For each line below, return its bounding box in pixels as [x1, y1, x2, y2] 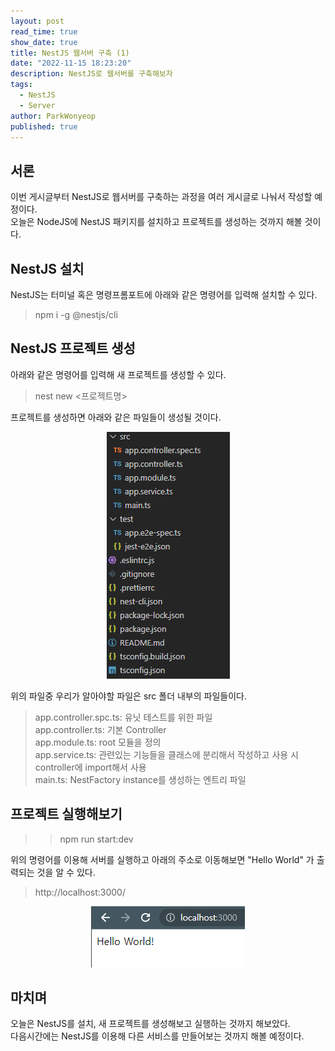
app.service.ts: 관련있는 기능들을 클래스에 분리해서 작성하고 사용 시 [34, 748, 299, 760]
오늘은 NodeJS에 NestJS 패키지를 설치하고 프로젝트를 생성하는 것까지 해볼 [10, 216, 303, 228]
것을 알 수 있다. [36, 866, 96, 878]
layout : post [10, 16, 65, 26]
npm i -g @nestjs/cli [34, 309, 118, 320]
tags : [10, 80, 33, 90]
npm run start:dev [59, 833, 134, 845]
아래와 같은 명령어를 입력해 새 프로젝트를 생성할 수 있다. [10, 368, 227, 380]
